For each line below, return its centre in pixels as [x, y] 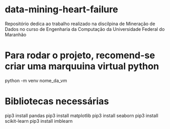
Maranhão [16, 34]
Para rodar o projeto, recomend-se [80, 56]
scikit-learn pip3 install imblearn [39, 121]
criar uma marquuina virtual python [82, 67]
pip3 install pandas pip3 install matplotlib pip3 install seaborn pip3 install [82, 115]
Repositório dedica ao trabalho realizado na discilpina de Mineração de [80, 24]
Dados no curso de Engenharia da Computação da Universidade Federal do [85, 29]
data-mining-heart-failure [62, 10]
